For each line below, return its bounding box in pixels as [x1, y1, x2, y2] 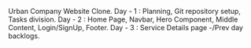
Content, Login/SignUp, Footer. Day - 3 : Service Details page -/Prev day [8, 23, 244, 32]
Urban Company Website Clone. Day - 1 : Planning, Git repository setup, [8, 7, 242, 15]
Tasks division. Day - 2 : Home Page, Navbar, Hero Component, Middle [8, 15, 238, 24]
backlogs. [8, 31, 41, 40]
